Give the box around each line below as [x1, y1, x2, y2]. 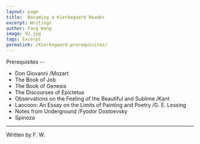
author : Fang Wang [6, 25, 52, 32]
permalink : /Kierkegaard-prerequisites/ [6, 42, 108, 48]
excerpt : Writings [6, 20, 52, 26]
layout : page [6, 8, 39, 15]
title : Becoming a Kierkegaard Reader [6, 14, 105, 20]
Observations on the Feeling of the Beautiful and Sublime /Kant [14, 95, 170, 102]
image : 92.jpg [6, 31, 42, 37]
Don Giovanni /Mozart [14, 70, 69, 77]
